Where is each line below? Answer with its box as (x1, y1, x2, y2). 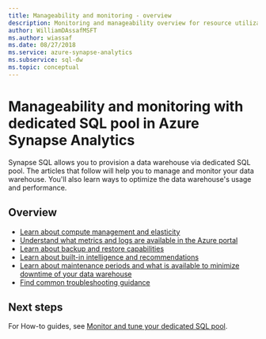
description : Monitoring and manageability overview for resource (8, 19, 232, 27)
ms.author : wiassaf (8, 33, 73, 42)
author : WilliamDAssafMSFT (8, 26, 97, 34)
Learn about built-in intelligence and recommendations (19, 252, 199, 262)
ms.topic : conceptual (8, 64, 80, 71)
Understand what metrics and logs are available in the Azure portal (19, 235, 238, 245)
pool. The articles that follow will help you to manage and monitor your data (8, 166, 255, 175)
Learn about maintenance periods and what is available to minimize (19, 260, 240, 270)
